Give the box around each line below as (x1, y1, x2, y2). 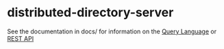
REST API (7, 34, 34, 42)
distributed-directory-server (7, 5, 174, 20)
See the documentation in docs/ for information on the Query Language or (7, 27, 217, 35)
